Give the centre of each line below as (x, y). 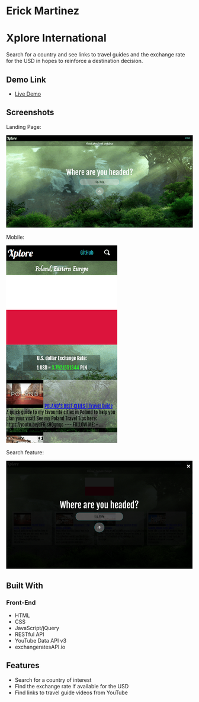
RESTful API (29, 634)
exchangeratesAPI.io (40, 647)
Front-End (21, 602)
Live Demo (28, 94)
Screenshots (30, 113)
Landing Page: (24, 127)
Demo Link (26, 79)
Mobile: (15, 237)
